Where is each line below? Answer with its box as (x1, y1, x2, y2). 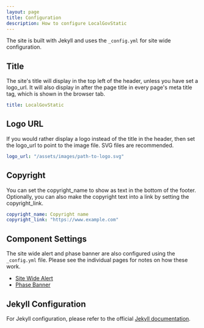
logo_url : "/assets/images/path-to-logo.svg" (6, 153, 124, 159)
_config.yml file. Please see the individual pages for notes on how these (6, 257, 188, 264)
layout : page (6, 9, 40, 15)
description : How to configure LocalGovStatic (6, 20, 127, 26)
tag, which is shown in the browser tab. (6, 90, 106, 98)
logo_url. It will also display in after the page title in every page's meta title (6, 84, 192, 91)
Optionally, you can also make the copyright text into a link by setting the (6, 193, 189, 200)
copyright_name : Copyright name (6, 211, 89, 217)
